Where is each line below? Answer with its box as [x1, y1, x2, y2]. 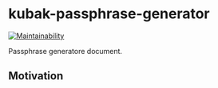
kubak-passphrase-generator [8, 5, 210, 23]
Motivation [8, 69, 64, 83]
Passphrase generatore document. [8, 46, 122, 55]
